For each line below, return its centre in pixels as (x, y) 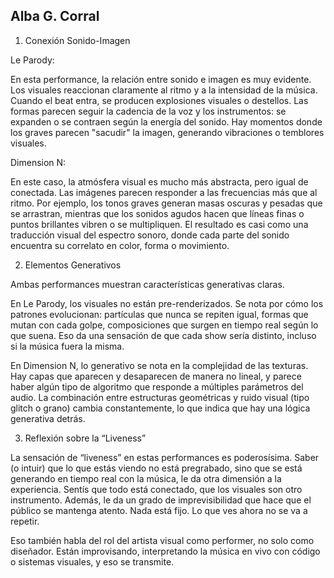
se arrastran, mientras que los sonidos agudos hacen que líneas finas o (157, 213)
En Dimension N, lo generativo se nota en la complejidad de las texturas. (159, 365)
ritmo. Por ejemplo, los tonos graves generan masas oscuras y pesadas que (166, 203)
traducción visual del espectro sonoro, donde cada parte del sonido (150, 235)
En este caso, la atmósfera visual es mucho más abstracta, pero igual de (159, 181)
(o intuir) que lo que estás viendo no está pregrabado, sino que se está (156, 468)
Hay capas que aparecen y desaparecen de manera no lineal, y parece (156, 376)
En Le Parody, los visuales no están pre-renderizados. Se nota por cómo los (167, 303)
